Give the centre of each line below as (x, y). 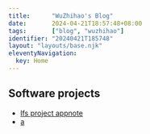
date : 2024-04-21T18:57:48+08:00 (75, 23)
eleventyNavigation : (43, 53)
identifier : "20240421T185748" (61, 38)
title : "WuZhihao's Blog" (61, 16)
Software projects (54, 94)
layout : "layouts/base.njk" (56, 46)
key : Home (32, 61)
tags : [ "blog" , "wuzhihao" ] (67, 31)
